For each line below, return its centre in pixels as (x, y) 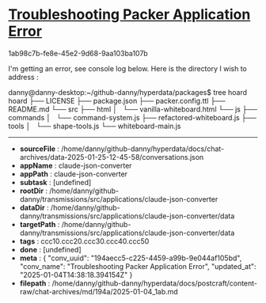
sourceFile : (40, 149)
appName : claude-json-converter (76, 165)
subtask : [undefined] (55, 182)
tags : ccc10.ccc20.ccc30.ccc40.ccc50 (84, 241)
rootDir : (34, 191)
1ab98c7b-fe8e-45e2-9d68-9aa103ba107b (78, 53)
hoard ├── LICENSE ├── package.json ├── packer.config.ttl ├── (117, 100)
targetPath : (40, 224)
